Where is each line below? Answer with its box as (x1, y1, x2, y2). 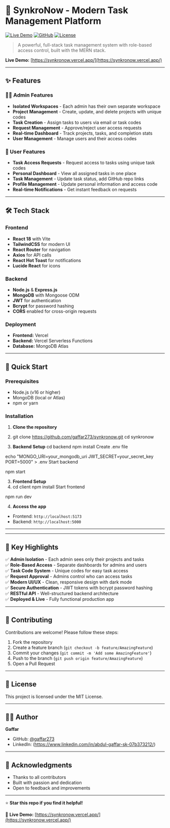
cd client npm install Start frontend (12, 484, 85, 490)
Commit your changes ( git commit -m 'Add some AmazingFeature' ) (12, 650, 152, 656)
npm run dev (5, 493, 32, 500)
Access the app (12, 504, 47, 510)
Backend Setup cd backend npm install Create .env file (12, 444, 128, 450)
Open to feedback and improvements (12, 785, 91, 791)
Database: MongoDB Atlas (12, 343, 69, 349)
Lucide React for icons (12, 263, 61, 269)
